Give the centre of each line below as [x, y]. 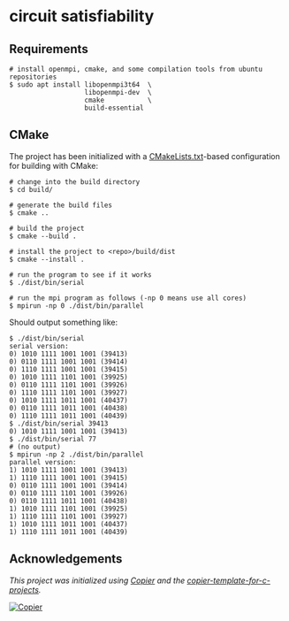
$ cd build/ [31, 189]
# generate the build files [61, 205]
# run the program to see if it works [80, 275]
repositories [33, 77]
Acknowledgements [66, 559]
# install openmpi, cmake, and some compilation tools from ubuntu [136, 69]
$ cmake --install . [47, 259]
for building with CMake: [54, 165]
